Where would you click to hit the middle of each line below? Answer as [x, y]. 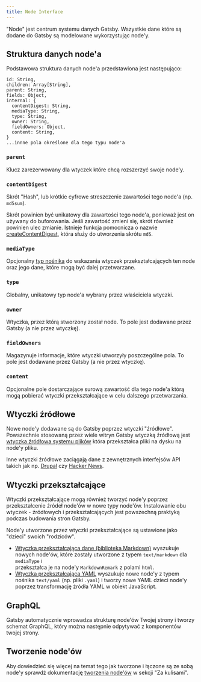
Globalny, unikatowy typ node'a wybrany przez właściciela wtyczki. [90, 295]
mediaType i [29, 561]
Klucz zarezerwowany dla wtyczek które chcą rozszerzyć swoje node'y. [95, 170]
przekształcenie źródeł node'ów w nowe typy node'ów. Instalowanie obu [96, 506]
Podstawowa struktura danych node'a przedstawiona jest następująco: [94, 69]
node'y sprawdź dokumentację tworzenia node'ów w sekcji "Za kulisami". [97, 672]
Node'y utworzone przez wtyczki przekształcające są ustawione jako [92, 530]
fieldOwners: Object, [39, 127]
